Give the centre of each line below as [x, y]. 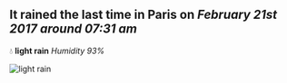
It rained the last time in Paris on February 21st [143, 15]
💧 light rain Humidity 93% [57, 51]
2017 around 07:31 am [74, 29]
